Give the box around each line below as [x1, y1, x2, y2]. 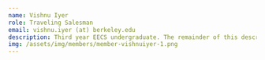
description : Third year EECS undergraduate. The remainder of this [8, 33, 238, 41]
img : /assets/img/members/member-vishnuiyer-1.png [8, 41, 178, 48]
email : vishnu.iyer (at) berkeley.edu [8, 26, 136, 34]
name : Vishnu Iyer [8, 11, 69, 19]
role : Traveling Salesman [8, 19, 93, 26]
